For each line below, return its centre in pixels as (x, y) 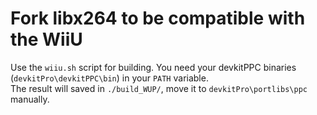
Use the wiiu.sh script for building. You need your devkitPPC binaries (153, 67)
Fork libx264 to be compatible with (158, 18)
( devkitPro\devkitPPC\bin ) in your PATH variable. (109, 78)
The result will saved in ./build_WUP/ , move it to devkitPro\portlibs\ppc (159, 88)
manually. (30, 99)
